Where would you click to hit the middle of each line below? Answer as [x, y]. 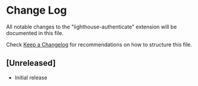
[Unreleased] [31, 63]
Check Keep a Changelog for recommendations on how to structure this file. [99, 44]
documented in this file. [35, 33]
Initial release [31, 77]
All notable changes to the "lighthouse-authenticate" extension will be [92, 27]
